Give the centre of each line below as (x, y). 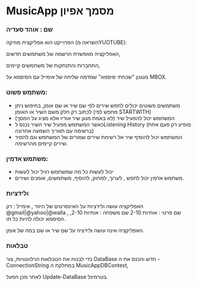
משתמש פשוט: (27, 92)
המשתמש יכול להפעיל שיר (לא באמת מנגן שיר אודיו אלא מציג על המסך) (95, 118)
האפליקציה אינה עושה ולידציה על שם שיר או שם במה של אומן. (75, 231)
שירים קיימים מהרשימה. (41, 143)
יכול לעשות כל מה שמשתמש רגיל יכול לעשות (64, 172)
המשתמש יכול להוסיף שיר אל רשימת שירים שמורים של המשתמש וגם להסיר (99, 137)
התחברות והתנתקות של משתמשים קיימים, (53, 65)
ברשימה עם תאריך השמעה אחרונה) (54, 131)
